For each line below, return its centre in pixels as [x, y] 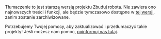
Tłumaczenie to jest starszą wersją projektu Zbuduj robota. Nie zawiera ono [80, 7]
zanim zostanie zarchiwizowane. [38, 17]
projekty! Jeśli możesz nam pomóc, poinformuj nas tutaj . [62, 32]
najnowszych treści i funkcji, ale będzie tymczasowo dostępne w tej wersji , [80, 12]
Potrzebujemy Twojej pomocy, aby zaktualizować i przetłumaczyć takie [76, 26]
